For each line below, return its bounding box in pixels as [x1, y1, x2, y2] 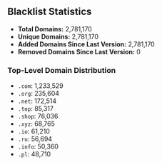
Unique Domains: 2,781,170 [17, 32, 98, 41]
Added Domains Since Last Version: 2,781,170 [17, 39, 155, 49]
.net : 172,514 [17, 96, 57, 106]
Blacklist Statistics [7, 6, 92, 18]
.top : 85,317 [17, 104, 54, 113]
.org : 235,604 [17, 89, 59, 98]
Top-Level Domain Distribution [7, 65, 116, 75]
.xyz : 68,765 [17, 119, 55, 128]
